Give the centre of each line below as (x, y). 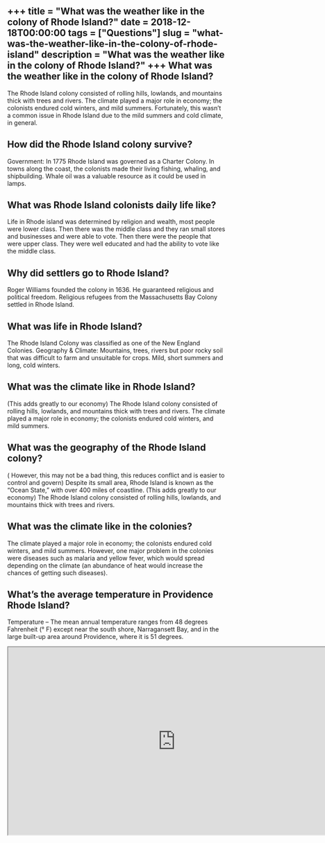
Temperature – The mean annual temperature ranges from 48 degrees (108, 622)
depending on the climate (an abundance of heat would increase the (105, 565)
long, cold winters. (34, 365)
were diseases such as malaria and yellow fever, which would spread (106, 558)
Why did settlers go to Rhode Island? (88, 273)
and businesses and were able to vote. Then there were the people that (109, 237)
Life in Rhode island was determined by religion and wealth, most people (111, 222)
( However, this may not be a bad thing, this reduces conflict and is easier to (116, 475)
